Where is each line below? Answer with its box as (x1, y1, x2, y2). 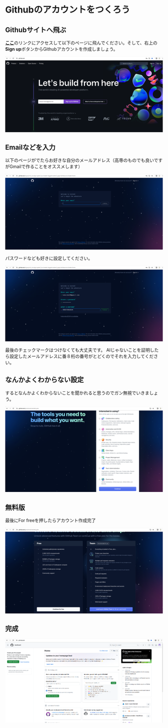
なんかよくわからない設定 (5, 376, 84, 384)
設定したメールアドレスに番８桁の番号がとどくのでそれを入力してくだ (9, 353, 154, 359)
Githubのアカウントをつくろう (5, 4, 130, 16)
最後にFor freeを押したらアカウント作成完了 (5, 518, 96, 524)
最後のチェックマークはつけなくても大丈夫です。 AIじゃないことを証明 (5, 347, 150, 353)
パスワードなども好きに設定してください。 (5, 256, 93, 262)
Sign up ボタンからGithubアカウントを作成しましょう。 (5, 46, 118, 52)
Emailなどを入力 (5, 143, 56, 152)
